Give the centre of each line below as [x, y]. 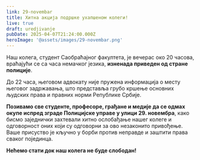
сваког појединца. [30, 139]
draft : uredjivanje [31, 29]
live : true [20, 23]
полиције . [19, 70]
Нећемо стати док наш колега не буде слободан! [72, 150]
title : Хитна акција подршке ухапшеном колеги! [67, 18]
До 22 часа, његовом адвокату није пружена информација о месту [93, 82]
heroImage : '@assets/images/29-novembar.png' [64, 40]
